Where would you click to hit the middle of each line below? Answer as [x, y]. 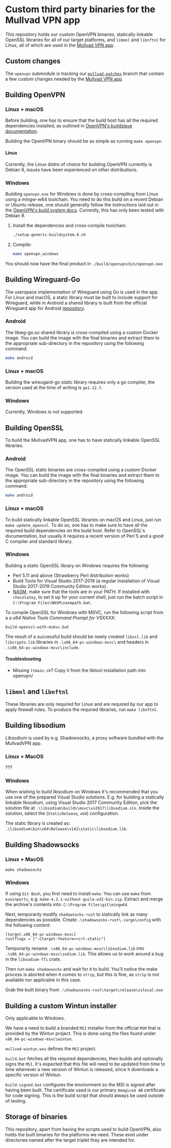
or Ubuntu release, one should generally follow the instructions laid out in [82, 204]
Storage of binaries [36, 1117]
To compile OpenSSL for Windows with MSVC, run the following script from [84, 612]
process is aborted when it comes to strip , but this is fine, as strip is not [82, 975]
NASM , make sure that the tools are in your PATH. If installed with [81, 592]
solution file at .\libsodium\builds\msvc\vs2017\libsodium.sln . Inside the [82, 808]
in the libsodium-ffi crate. [33, 959]
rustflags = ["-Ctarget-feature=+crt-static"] [55, 939]
